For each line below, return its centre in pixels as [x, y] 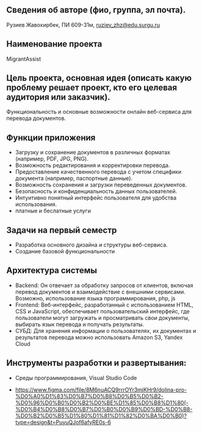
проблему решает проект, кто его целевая [92, 88]
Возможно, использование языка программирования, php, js [95, 298]
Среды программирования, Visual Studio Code [76, 378]
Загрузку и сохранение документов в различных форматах [93, 152]
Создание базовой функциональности [65, 251]
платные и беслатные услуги [53, 211]
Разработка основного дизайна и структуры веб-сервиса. [91, 245]
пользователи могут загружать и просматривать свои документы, [102, 318]
